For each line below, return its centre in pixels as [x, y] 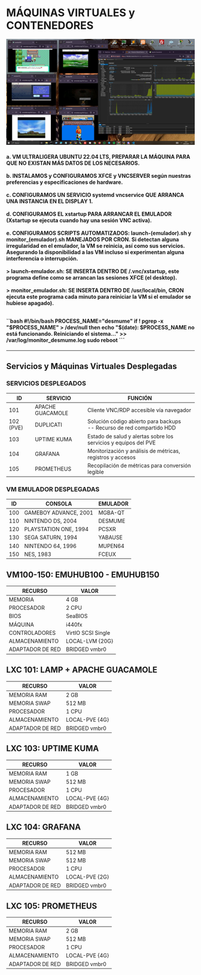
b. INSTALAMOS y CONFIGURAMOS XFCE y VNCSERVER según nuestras [99, 176]
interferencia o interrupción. [42, 259]
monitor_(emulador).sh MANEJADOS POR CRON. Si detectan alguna [93, 240]
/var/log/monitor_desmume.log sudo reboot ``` [66, 340]
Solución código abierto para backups [134, 422]
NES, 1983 [38, 554]
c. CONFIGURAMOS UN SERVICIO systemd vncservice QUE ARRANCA [95, 195]
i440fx [74, 624]
